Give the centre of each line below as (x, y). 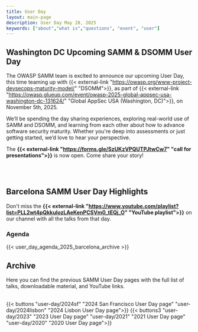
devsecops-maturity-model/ (40, 88)
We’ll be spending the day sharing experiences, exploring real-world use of (98, 119)
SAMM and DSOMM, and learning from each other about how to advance (95, 125)
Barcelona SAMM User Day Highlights (77, 192)
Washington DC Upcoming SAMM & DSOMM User (99, 52)
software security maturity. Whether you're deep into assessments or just (96, 132)
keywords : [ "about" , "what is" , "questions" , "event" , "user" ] (83, 28)
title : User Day (26, 12)
